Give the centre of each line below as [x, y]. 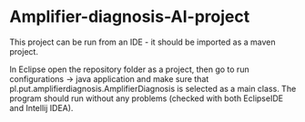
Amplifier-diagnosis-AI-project [130, 17]
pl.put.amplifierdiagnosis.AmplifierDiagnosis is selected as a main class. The [153, 88]
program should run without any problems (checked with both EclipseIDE [147, 98]
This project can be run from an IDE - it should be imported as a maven [142, 42]
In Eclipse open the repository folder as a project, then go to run [129, 69]
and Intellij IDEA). [41, 107]
